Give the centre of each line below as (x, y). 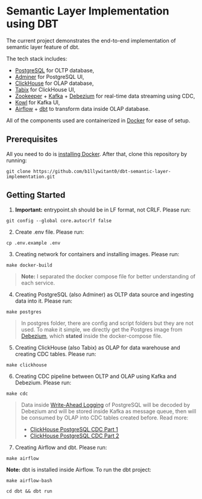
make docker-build (29, 265)
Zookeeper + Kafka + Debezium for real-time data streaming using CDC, (105, 96)
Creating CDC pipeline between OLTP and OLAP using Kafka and (96, 376)
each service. (38, 283)
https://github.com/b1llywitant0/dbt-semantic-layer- (102, 171)
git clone (19, 171)
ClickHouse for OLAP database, (54, 83)
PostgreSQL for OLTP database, (55, 70)
